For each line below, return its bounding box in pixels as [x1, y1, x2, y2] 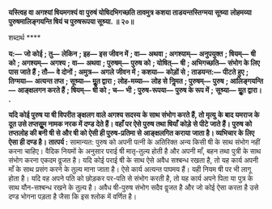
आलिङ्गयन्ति [229, 77, 264, 86]
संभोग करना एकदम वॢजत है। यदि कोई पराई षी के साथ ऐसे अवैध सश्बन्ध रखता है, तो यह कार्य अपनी [8, 156, 259, 165]
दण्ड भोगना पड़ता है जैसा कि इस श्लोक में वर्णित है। [8, 192, 138, 201]
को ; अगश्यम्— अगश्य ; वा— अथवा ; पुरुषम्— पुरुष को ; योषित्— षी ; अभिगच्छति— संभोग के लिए [8, 58, 261, 68]
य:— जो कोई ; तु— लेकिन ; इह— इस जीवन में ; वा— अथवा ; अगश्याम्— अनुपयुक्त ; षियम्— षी [8, 49, 257, 58]
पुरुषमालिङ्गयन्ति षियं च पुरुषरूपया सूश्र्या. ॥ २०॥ [8, 17, 134, 26]
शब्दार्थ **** [8, 33, 41, 42]
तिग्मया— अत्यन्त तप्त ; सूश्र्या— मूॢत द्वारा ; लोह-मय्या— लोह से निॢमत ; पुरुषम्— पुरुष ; [8, 77, 229, 86]
